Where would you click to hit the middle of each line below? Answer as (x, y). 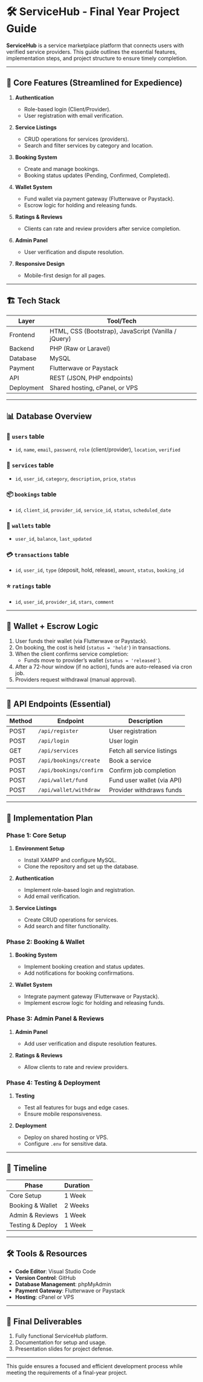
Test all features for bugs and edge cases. (76, 1107)
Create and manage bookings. (62, 169)
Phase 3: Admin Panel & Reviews (55, 1019)
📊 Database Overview (49, 416)
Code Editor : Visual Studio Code (55, 1271)
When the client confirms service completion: (72, 654)
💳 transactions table (38, 555)
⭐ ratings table (29, 586)
